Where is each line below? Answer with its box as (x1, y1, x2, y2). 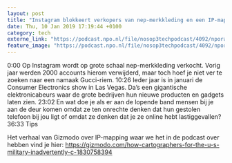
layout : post (7, 10, 45, 17)
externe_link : (7, 36, 48, 43)
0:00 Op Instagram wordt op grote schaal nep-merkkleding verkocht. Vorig (7, 61, 221, 69)
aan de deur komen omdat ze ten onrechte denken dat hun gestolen (7, 105, 201, 113)
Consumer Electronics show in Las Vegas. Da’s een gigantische (7, 84, 188, 91)
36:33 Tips (7, 120, 38, 128)
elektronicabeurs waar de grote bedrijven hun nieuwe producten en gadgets (7, 90, 224, 99)
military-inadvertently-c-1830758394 (7, 148, 113, 156)
